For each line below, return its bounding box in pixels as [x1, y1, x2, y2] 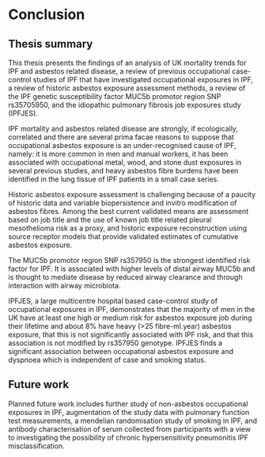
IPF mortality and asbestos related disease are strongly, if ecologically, [8, 124, 239, 133]
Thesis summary [8, 37, 93, 51]
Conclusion [8, 6, 85, 24]
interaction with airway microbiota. [8, 281, 121, 290]
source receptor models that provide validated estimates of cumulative [8, 232, 239, 241]
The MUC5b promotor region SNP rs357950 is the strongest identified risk [8, 256, 251, 265]
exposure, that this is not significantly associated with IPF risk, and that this [8, 330, 254, 339]
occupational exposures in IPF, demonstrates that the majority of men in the [8, 305, 256, 314]
